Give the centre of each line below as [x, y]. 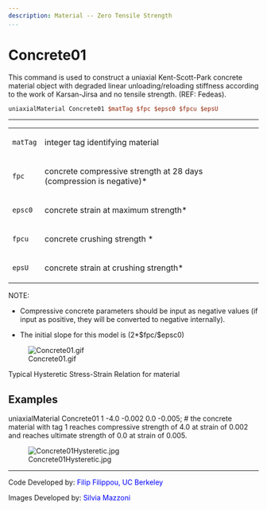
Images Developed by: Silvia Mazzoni [70, 498]
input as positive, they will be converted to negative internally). [122, 320]
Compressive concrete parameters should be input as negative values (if [139, 311]
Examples [33, 399]
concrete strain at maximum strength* [116, 210]
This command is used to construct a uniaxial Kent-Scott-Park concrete [126, 77]
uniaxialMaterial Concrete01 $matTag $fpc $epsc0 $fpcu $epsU [113, 108]
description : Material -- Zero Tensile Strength [90, 16]
